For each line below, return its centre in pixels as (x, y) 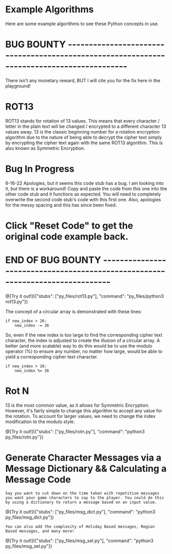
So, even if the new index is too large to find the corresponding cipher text (84, 335)
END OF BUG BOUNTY (53, 260)
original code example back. (67, 236)
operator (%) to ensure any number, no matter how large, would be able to (84, 351)
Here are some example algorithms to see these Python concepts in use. (82, 24)
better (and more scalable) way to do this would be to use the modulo (79, 346)
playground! (18, 86)
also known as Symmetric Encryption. (45, 148)
